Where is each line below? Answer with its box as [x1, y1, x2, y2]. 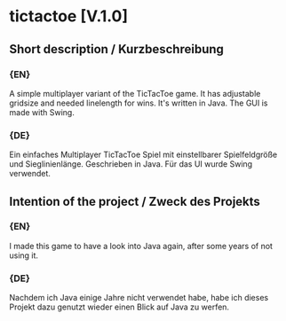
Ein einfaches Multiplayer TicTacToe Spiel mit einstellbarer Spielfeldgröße [9, 149, 278, 160]
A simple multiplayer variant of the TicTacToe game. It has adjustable [9, 88, 261, 98]
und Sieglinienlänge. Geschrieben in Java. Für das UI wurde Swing [9, 159, 253, 169]
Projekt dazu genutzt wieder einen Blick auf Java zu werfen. [9, 301, 229, 312]
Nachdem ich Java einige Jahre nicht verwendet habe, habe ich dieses [9, 293, 269, 303]
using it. [9, 250, 38, 261]
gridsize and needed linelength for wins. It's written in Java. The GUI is [9, 98, 268, 108]
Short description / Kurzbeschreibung [9, 42, 225, 57]
